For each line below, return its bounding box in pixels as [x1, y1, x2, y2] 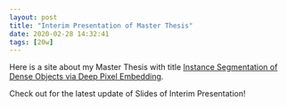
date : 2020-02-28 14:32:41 [9, 29, 110, 38]
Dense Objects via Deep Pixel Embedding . [9, 72, 164, 82]
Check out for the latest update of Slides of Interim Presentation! [9, 88, 247, 99]
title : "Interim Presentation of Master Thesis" [9, 21, 193, 30]
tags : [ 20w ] [9, 37, 53, 47]
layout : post [9, 12, 58, 22]
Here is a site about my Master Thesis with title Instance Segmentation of [9, 62, 278, 73]
